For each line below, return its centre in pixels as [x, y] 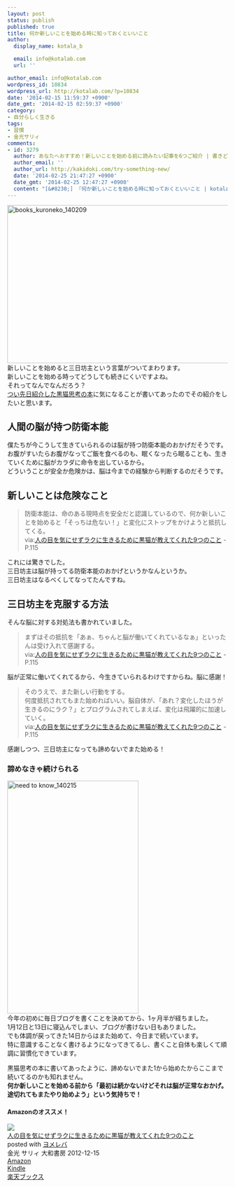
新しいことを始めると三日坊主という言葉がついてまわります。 [95, 368]
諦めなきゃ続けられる [43, 769]
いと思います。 [34, 403]
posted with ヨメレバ [37, 1144]
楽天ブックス [26, 1176]
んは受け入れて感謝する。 [61, 646]
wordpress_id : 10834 [37, 85]
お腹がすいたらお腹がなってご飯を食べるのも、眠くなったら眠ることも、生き [117, 454]
